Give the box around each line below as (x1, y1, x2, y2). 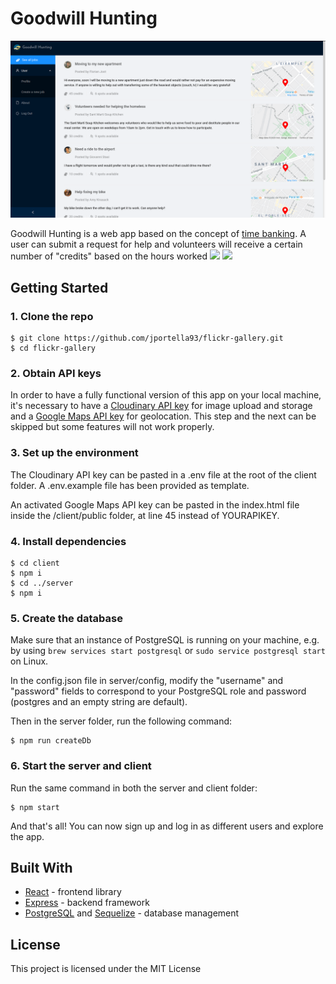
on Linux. (10, 655, 49, 667)
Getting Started (10, 279, 109, 296)
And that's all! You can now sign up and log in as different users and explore (10, 820, 324, 832)
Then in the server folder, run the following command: (10, 715, 233, 727)
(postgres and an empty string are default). (10, 696, 188, 708)
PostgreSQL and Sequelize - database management (24, 907, 240, 919)
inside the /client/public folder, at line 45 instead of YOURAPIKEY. (10, 509, 280, 521)
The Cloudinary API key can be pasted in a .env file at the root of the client (10, 468, 317, 481)
